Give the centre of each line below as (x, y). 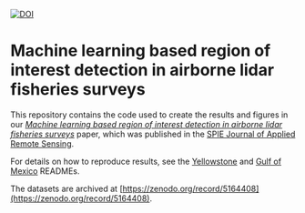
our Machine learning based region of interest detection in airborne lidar (147, 124)
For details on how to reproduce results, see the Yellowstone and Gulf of (146, 161)
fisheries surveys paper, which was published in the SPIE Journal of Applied (153, 134)
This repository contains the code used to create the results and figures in (149, 115)
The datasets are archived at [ (66, 188)
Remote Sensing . (42, 143)
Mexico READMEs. (45, 171)
